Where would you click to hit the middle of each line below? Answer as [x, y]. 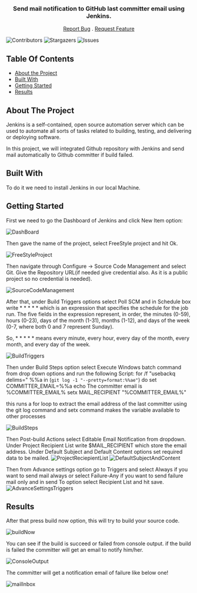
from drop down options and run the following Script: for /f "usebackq [91, 374]
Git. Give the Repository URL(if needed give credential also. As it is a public [97, 272]
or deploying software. [34, 137]
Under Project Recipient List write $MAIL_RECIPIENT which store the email [96, 445]
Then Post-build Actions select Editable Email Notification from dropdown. [96, 439]
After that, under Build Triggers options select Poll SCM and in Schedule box [98, 302]
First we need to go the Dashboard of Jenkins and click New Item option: [94, 220]
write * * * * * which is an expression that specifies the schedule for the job [97, 307]
